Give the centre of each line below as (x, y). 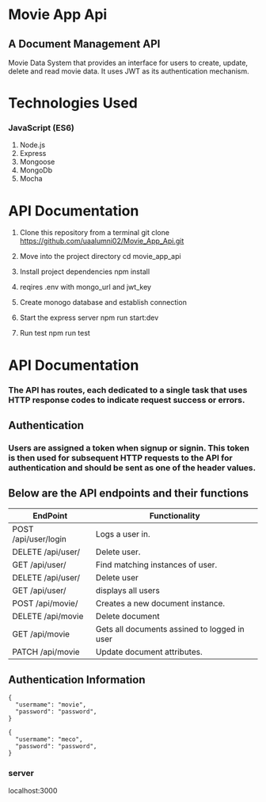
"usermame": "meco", (49, 739)
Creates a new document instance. (160, 603)
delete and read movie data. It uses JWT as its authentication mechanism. (129, 71)
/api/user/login (40, 538)
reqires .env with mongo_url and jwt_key (85, 287)
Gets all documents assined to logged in (170, 629)
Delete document (127, 616)
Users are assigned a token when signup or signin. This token (129, 447)
